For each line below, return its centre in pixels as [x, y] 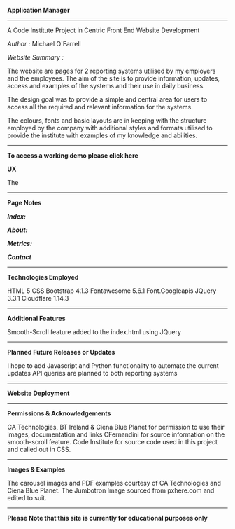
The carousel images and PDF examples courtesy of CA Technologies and [114, 483]
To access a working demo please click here [73, 156]
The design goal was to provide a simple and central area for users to [107, 99]
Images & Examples [36, 469]
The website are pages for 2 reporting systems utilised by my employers [112, 71]
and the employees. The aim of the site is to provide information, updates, [114, 78]
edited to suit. [27, 498]
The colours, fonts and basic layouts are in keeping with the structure [107, 121]
